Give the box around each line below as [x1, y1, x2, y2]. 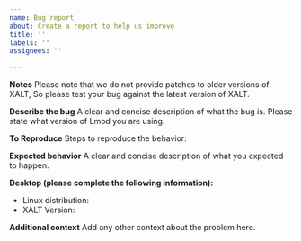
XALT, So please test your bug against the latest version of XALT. [9, 89, 250, 100]
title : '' [9, 30, 47, 39]
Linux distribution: [22, 195, 90, 206]
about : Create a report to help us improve [9, 22, 175, 31]
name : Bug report [9, 13, 75, 22]
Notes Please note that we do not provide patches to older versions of [9, 79, 270, 90]
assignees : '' [9, 47, 63, 56]
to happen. [9, 160, 49, 171]
